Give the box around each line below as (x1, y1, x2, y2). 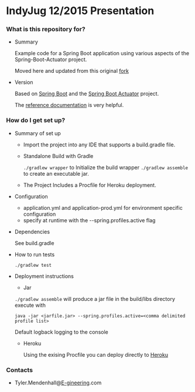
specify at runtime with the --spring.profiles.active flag (23, 216, 156, 224)
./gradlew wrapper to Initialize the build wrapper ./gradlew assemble (23, 163, 189, 171)
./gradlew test (14, 262, 52, 268)
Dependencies (14, 228, 50, 235)
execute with (14, 301, 46, 309)
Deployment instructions (14, 272, 74, 280)
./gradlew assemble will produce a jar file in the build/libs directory (14, 295, 176, 302)
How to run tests (14, 251, 55, 258)
